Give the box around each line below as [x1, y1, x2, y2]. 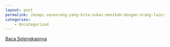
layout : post [5, 7, 33, 13]
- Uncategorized [14, 21, 49, 27]
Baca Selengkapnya [5, 36, 47, 42]
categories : [5, 17, 31, 22]
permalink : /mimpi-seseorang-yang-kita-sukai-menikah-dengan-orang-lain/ [5, 12, 165, 17]
